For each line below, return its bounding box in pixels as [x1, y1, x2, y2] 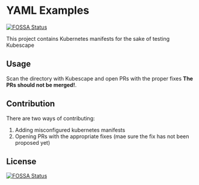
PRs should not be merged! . [6, 81, 77, 88]
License [6, 156, 37, 166]
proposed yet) [14, 139, 51, 146]
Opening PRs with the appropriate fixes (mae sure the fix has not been [14, 133, 189, 140]
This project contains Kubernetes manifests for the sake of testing [6, 35, 170, 42]
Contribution [6, 99, 55, 109]
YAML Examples [6, 4, 90, 17]
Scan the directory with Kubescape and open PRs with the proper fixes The [6, 74, 194, 82]
